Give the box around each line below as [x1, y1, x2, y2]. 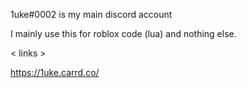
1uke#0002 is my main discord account [10, 9, 173, 20]
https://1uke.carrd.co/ [10, 67, 100, 78]
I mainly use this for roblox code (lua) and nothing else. [10, 28, 237, 39]
